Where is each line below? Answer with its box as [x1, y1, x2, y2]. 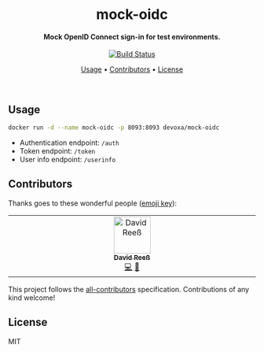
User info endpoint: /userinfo [19, 155, 116, 165]
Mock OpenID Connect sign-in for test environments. [43, 31, 221, 41]
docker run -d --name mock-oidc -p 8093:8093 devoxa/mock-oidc [8, 124, 220, 132]
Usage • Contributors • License [81, 65, 183, 74]
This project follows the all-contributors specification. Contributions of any [8, 284, 250, 294]
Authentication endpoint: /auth [19, 138, 119, 147]
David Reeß [113, 253, 151, 261]
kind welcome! [8, 293, 56, 302]
